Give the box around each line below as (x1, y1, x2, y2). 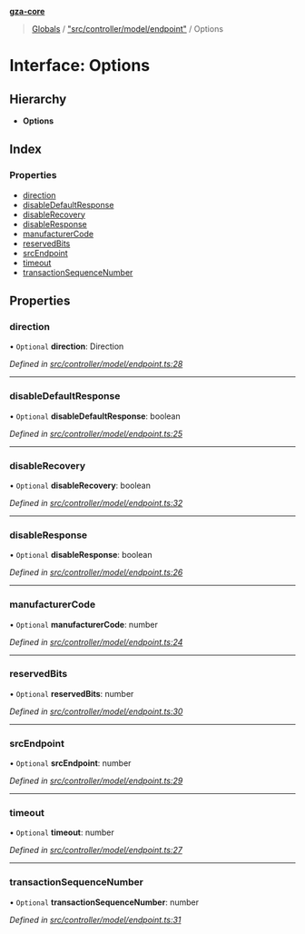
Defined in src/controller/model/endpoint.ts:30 (9, 706, 183, 717)
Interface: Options (9, 55, 151, 76)
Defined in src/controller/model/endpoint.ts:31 (9, 914, 182, 925)
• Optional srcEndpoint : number (9, 758, 132, 769)
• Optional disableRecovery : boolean (9, 480, 152, 491)
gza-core (9, 6, 45, 16)
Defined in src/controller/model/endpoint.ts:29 (9, 775, 183, 787)
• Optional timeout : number (9, 827, 115, 838)
